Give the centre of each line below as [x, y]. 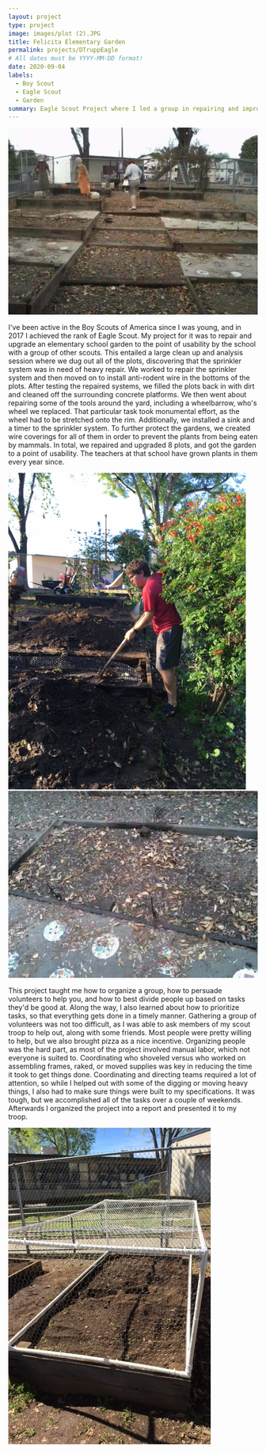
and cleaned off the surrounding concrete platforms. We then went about [127, 395]
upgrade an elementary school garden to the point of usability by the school [132, 344]
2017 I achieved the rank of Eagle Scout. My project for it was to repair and [130, 336]
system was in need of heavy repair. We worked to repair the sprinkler [123, 370]
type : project [32, 25]
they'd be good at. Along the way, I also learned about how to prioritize [124, 1007]
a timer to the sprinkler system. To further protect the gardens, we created [129, 428]
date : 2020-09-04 [37, 67]
